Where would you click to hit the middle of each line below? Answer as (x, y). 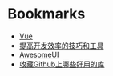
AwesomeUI (39, 54)
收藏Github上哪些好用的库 (62, 64)
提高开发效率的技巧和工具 (61, 46)
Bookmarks (46, 14)
